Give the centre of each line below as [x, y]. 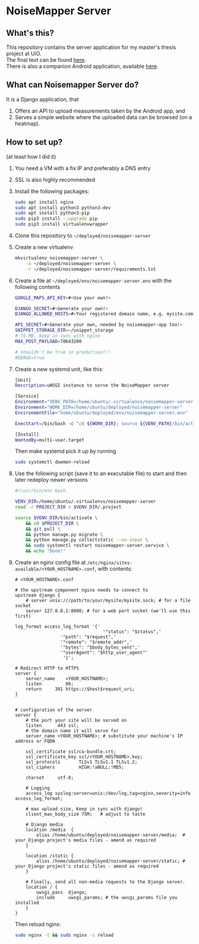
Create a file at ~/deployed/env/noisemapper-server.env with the [93, 281]
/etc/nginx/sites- [110, 563]
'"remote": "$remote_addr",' [96, 642]
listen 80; [50, 684]
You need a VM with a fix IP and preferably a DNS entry [83, 168]
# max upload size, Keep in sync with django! [84, 809]
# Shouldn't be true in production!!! [63, 352]
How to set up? [34, 142]
